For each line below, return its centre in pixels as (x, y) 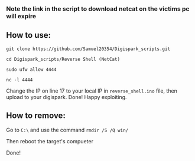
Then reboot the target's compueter (50, 141)
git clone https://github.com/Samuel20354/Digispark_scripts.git (88, 49)
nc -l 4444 (19, 80)
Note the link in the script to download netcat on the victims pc (98, 9)
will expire (21, 16)
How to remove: (36, 116)
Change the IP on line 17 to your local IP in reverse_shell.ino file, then (92, 91)
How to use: (29, 35)
